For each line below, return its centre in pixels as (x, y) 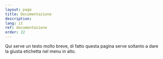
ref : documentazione (26, 28)
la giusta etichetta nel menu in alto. (41, 51)
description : (18, 19)
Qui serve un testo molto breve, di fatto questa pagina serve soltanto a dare (82, 46)
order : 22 (15, 32)
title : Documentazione (28, 14)
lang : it (14, 23)
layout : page (18, 10)
